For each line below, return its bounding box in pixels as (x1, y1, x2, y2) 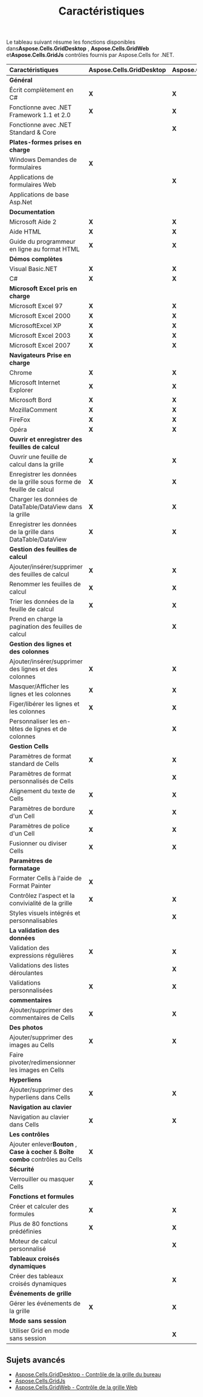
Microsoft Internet (9, 378, 60, 387)
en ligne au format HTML (9, 245, 80, 253)
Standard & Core (9, 129, 56, 137)
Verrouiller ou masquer (9, 1175, 74, 1184)
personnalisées (9, 987, 53, 995)
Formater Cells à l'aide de (9, 874, 82, 883)
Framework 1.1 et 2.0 (9, 111, 71, 119)
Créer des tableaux (9, 1272, 63, 1281)
